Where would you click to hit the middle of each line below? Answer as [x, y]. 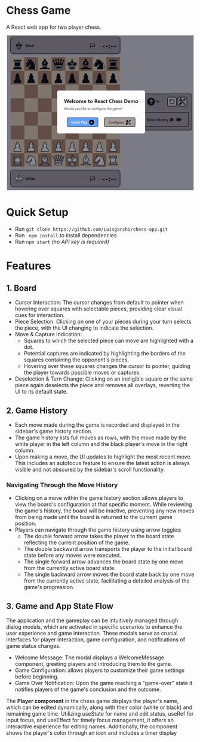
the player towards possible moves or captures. [82, 373]
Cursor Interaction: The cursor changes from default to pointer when [99, 303]
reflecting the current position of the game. [77, 542]
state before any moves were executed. [72, 556]
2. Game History [37, 410]
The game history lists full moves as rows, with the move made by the [101, 438]
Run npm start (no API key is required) [62, 242]
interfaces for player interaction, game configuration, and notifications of [96, 640]
